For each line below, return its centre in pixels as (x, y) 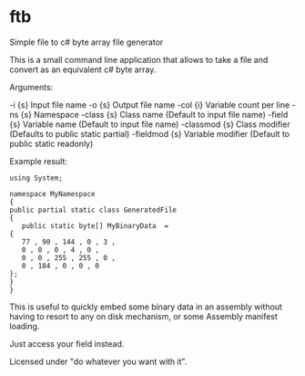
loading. (25, 326)
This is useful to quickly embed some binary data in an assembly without (146, 307)
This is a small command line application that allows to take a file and (139, 59)
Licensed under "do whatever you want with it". (98, 361)
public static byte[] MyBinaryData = (95, 225)
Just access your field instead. (67, 343)
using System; (36, 178)
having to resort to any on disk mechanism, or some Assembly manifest (143, 316)
